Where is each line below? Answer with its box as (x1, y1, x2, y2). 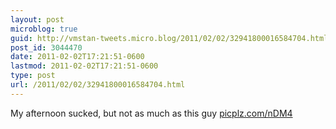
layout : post (10, 14, 65, 25)
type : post (10, 71, 56, 81)
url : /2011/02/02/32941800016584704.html (10, 80, 186, 90)
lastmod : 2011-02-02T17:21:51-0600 (10, 61, 159, 71)
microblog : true (10, 24, 78, 34)
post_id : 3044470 (10, 42, 83, 53)
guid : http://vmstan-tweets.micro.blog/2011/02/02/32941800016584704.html (10, 33, 329, 43)
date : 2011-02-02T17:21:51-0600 (10, 52, 145, 62)
